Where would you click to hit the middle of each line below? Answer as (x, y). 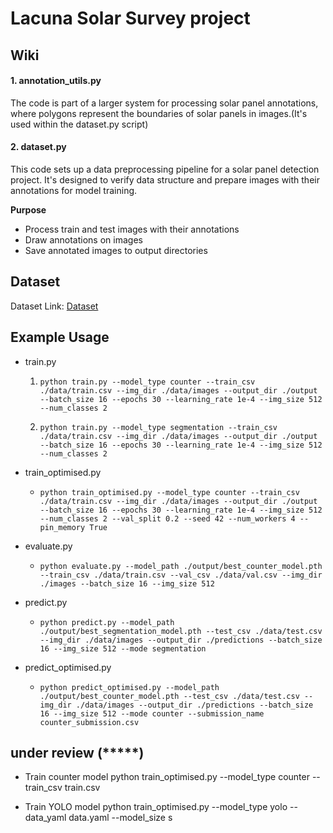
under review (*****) (77, 753)
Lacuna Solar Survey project (130, 18)
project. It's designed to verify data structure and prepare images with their (165, 179)
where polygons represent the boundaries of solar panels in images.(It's (159, 113)
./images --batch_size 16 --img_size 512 (127, 583)
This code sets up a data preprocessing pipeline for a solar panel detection (165, 169)
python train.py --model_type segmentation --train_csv (158, 427)
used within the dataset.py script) (79, 124)
